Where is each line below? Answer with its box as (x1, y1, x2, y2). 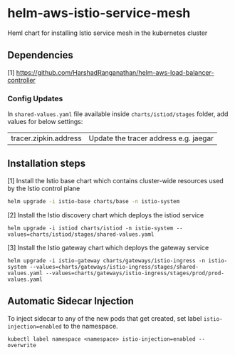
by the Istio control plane (7, 184, 80, 192)
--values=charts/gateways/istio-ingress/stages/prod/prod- (45, 269, 224, 277)
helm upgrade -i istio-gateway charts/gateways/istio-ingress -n (7, 257, 205, 264)
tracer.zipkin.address (11, 133, 82, 143)
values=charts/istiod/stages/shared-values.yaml (7, 230, 155, 238)
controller (7, 76, 36, 84)
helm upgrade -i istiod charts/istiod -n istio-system (7, 225, 174, 232)
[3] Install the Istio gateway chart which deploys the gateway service (7, 243, 209, 252)
